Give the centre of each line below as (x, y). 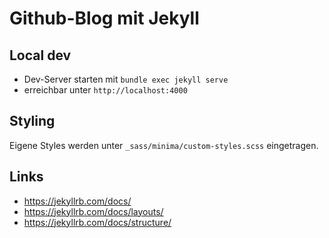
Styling (32, 121)
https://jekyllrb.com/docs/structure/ (97, 222)
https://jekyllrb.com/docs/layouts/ (93, 211)
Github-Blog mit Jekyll (104, 18)
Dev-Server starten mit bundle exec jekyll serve (126, 79)
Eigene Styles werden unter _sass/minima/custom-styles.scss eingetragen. (164, 145)
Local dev (40, 55)
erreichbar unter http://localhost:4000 (105, 90)
